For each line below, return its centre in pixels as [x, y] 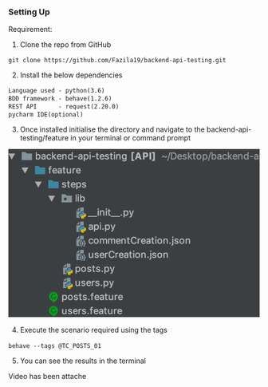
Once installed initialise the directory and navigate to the [112, 129]
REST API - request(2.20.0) [64, 107]
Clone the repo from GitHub [65, 45]
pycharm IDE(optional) [46, 115]
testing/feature [44, 138]
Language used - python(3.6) [57, 91]
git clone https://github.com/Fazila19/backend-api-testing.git [117, 61]
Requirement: [30, 30]
